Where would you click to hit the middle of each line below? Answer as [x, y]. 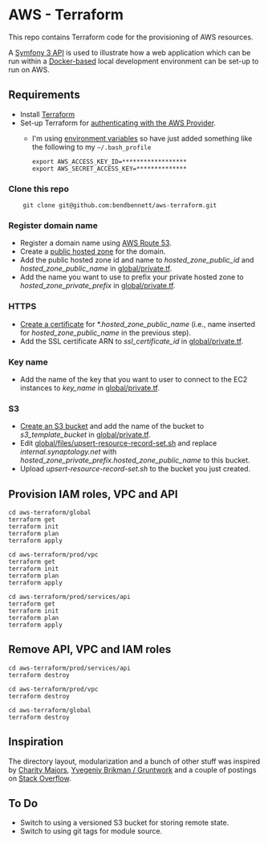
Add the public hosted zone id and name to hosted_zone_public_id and [137, 260]
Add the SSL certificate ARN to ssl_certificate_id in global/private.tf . [131, 341]
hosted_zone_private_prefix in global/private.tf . [97, 286]
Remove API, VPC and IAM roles [90, 649]
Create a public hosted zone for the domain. [93, 251]
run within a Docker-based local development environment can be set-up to [134, 61]
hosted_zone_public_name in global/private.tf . [96, 269]
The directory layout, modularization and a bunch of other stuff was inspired [134, 761]
